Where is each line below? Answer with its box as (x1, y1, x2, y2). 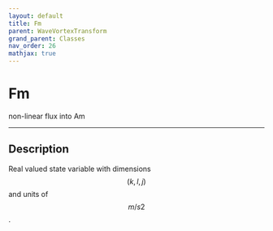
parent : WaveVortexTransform (8, 27, 107, 35)
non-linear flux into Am (8, 111, 85, 121)
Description (8, 143, 69, 156)
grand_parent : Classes (8, 34, 85, 43)
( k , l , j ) (127, 176, 146, 186)
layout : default (8, 11, 63, 20)
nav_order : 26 (8, 42, 57, 50)
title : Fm (8, 19, 42, 28)
